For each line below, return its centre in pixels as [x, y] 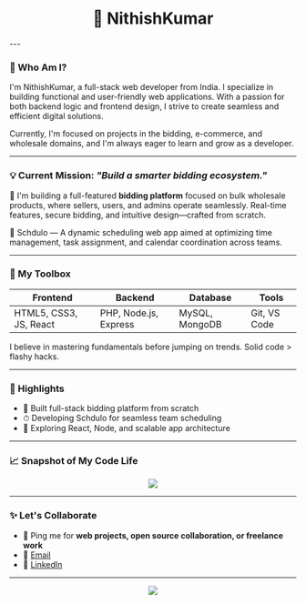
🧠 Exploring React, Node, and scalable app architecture [126, 428]
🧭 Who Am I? [38, 67]
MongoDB [200, 324]
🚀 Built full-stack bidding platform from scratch [111, 408]
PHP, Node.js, [129, 313]
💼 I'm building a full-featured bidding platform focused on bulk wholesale [148, 196]
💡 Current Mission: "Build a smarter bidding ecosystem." [138, 176]
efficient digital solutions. [56, 116]
